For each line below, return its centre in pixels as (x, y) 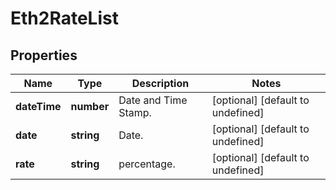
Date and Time (153, 100)
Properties (44, 55)
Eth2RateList (64, 18)
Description (160, 83)
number (90, 106)
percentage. (147, 164)
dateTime (38, 106)
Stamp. (135, 112)
